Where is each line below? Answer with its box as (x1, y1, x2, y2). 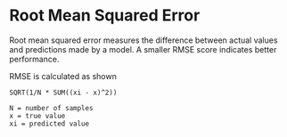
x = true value (9, 111, 66, 120)
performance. (9, 53, 60, 64)
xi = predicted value (9, 119, 90, 128)
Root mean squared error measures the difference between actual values (9, 35, 278, 45)
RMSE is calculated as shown (9, 70, 118, 81)
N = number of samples (9, 103, 94, 112)
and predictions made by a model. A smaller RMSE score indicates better (9, 44, 277, 54)
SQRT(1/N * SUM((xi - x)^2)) (9, 88, 118, 97)
